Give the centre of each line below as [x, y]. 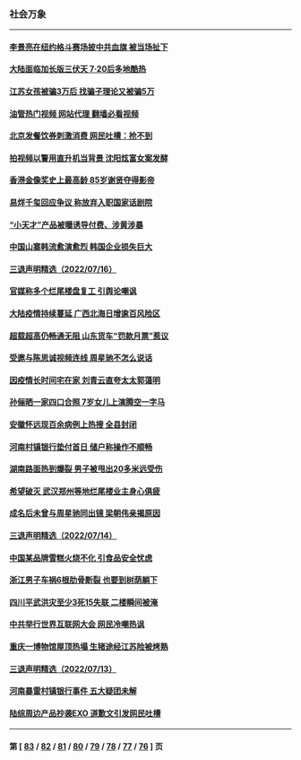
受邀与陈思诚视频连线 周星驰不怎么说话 [81, 358]
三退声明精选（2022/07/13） [63, 668]
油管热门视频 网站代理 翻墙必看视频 [74, 113]
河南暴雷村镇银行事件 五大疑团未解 [73, 691]
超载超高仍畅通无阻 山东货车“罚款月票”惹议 [89, 336]
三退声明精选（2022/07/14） [63, 535]
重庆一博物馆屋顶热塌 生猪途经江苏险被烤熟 [89, 646]
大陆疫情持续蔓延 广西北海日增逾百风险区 [85, 314]
